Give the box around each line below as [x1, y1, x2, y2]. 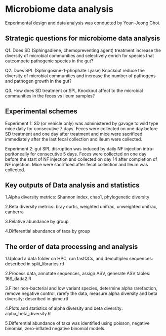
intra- [143, 145, 154, 151]
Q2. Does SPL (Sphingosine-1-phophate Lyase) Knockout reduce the [5, 67, 145, 73]
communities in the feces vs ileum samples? [5, 93, 95, 98]
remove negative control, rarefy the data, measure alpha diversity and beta [5, 290, 158, 296]
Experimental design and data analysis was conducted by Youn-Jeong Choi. [5, 20, 161, 26]
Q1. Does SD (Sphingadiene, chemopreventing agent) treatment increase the [5, 47, 161, 53]
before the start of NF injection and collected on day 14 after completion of [5, 156, 157, 162]
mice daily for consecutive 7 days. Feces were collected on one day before [5, 125, 158, 132]
